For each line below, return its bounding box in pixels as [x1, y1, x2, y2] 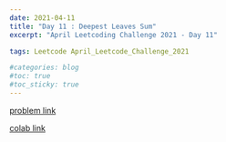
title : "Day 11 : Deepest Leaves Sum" [9, 22, 157, 31]
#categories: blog [9, 63, 79, 73]
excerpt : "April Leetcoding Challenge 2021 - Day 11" [9, 30, 219, 39]
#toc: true [9, 72, 51, 81]
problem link [9, 105, 56, 116]
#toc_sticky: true [9, 80, 79, 89]
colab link [9, 122, 46, 133]
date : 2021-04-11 [9, 13, 76, 23]
